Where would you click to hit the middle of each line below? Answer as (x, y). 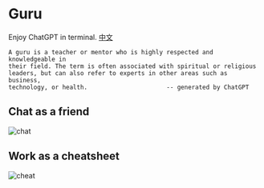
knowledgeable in (37, 59)
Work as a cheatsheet (64, 156)
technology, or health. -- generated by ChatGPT (129, 87)
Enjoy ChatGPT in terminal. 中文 (61, 37)
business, (25, 80)
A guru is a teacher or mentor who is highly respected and (111, 52)
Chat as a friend (49, 112)
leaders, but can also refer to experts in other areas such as (118, 73)
